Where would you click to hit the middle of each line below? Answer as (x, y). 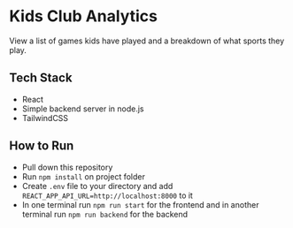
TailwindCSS (45, 118)
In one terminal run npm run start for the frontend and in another (140, 204)
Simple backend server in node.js (83, 109)
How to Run (42, 146)
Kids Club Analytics (83, 16)
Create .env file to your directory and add (97, 186)
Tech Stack (41, 78)
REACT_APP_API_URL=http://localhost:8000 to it (107, 195)
